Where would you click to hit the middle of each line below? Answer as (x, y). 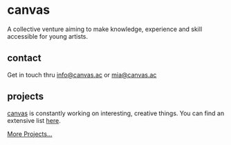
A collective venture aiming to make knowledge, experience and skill (105, 29)
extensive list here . (34, 120)
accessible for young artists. (48, 36)
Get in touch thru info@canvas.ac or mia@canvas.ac (82, 75)
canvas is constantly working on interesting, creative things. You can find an (116, 113)
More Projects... (30, 134)
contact (24, 58)
